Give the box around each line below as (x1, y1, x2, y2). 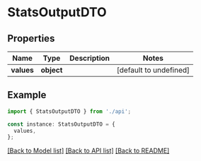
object (40, 65, 63, 75)
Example (7, 89, 47, 101)
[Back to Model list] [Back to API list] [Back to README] (7, 146, 170, 155)
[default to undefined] (116, 65, 190, 75)
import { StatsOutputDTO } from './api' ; (7, 107, 132, 115)
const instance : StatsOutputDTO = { (7, 121, 115, 128)
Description (69, 54, 110, 63)
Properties (7, 32, 55, 44)
